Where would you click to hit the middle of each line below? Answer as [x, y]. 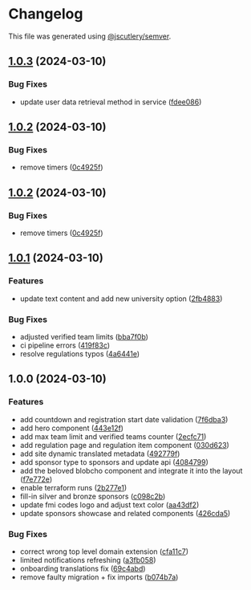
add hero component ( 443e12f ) [72, 428]
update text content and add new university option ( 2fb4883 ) [121, 299]
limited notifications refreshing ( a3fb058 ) [88, 559]
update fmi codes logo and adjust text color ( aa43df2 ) [109, 505]
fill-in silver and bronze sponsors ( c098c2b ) [93, 496]
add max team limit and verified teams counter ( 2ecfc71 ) [113, 436]
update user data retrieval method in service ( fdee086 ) [111, 102]
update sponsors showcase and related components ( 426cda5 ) [125, 513]
